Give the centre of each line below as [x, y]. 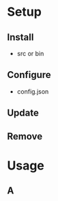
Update [23, 113]
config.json [33, 91]
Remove [25, 136]
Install [20, 37]
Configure [29, 75]
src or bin [30, 53]
